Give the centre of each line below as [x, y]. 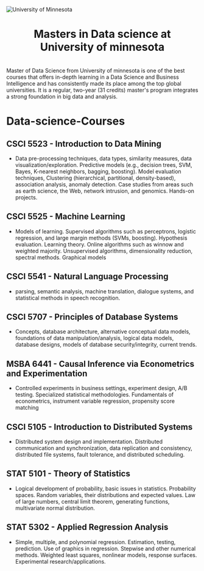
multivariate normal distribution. [55, 508]
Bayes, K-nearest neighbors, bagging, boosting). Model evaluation [98, 171]
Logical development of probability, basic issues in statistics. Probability [105, 488]
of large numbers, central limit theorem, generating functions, [92, 501]
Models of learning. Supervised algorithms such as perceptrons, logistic [105, 231]
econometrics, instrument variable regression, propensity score [95, 401]
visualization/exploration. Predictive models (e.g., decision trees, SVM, [104, 164]
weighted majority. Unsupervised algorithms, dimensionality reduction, [104, 251]
